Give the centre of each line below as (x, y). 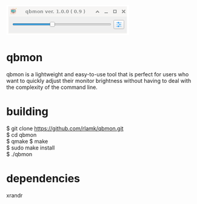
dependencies (43, 179)
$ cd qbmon (22, 134)
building (27, 112)
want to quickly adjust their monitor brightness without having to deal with (99, 81)
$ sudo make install (31, 148)
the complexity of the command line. (52, 87)
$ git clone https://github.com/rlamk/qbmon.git (65, 128)
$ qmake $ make (27, 141)
